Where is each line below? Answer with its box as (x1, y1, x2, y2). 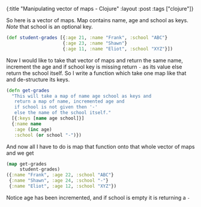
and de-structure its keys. (6, 76, 70, 83)
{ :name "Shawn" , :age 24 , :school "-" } (8, 178, 109, 184)
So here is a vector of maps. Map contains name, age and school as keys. (6, 17, 189, 23)
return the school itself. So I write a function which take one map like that (6, 69, 187, 77)
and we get (6, 149, 34, 157)
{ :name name (11, 121, 42, 127)
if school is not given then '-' (14, 104, 98, 110)
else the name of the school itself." (14, 110, 112, 116)
